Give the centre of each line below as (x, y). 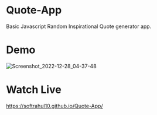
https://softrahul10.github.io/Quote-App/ (55, 106)
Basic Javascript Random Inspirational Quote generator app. (79, 26)
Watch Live (34, 90)
